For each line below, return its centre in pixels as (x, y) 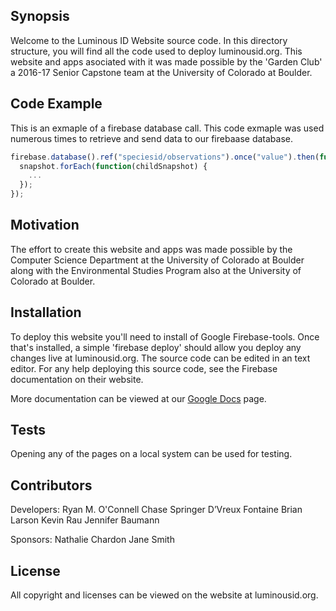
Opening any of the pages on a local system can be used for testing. (151, 454)
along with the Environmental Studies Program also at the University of (156, 270)
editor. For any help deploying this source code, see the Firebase (144, 368)
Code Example (56, 104)
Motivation (45, 225)
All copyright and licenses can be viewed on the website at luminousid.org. (164, 595)
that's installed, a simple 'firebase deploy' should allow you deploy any (156, 347)
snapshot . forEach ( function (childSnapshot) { (113, 166)
